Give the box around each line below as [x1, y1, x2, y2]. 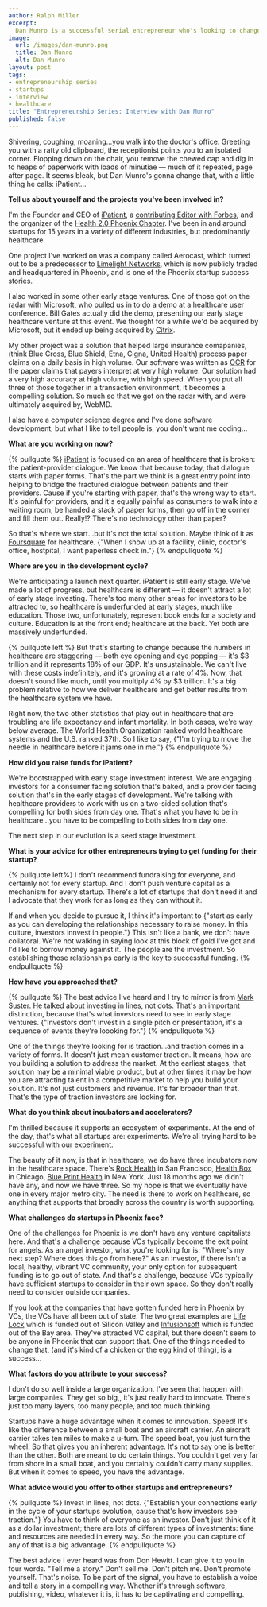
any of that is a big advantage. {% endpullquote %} [8, 1539, 176, 1550]
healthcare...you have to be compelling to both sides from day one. [8, 815, 228, 825]
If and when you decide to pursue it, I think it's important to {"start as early [8, 911, 253, 920]
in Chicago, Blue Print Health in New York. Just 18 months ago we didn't [8, 1171, 244, 1181]
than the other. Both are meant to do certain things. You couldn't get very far [8, 1450, 259, 1459]
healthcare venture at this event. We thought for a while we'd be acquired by [8, 316, 259, 326]
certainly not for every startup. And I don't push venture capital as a [8, 878, 230, 888]
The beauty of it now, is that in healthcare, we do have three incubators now [8, 1155, 257, 1164]
